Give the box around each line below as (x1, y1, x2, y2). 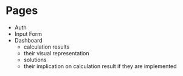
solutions (23, 56, 47, 63)
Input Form (14, 30, 43, 37)
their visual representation (23, 49, 89, 57)
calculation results (23, 43, 70, 50)
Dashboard (14, 36, 43, 44)
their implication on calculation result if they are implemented (23, 62, 177, 70)
